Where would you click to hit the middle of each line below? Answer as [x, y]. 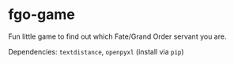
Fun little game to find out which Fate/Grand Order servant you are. [117, 36]
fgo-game [42, 15]
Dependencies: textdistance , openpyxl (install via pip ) [96, 51]
